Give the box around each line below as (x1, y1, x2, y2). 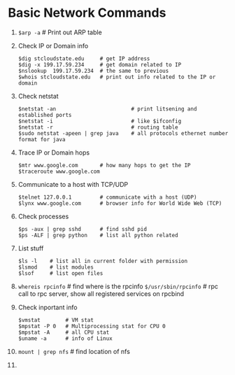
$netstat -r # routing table (17, 124, 178, 131)
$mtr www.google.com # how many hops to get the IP (17, 162, 191, 169)
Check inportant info (17, 303, 78, 311)
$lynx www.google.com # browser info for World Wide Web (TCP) (17, 199, 222, 207)
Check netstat (17, 92, 59, 100)
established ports (17, 111, 72, 118)
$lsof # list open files (17, 269, 104, 277)
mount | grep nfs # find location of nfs (17, 347, 130, 355)
